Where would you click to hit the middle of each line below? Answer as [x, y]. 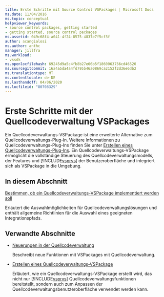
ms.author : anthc [23, 46]
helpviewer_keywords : [27, 23]
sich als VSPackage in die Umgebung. [43, 166]
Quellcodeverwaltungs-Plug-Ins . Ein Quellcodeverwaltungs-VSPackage [77, 150]
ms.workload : [18, 55]
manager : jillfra [23, 50]
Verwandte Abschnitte [40, 233]
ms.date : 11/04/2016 [26, 14]
